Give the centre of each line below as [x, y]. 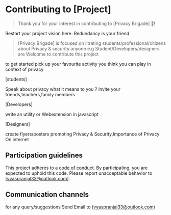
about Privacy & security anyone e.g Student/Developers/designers [89, 48]
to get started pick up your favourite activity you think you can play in [78, 64]
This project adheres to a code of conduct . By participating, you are [77, 168]
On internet [17, 139]
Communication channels [47, 195]
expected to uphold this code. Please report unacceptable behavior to [79, 173]
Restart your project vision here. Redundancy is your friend [67, 33]
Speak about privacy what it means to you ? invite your [63, 89]
